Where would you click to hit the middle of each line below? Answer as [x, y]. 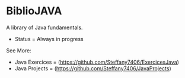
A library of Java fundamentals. [44, 27]
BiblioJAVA [34, 11]
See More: [19, 50]
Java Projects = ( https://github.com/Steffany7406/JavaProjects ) [93, 68]
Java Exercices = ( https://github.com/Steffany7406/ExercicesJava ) [97, 62]
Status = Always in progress [49, 39]
